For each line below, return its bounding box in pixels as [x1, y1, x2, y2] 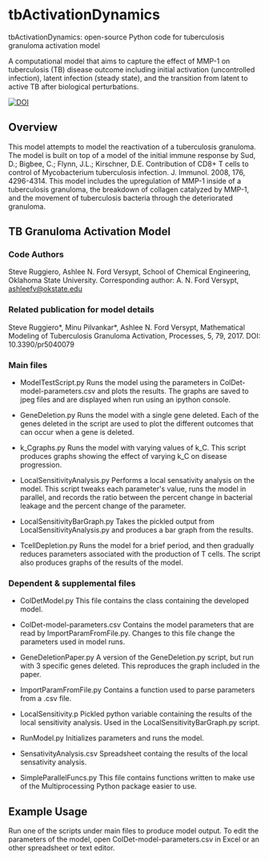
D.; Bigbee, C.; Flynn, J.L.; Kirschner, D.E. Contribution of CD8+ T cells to [8, 159, 250, 168]
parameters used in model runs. [19, 637, 126, 647]
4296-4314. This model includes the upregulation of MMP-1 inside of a [8, 176, 242, 185]
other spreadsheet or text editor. [8, 843, 115, 853]
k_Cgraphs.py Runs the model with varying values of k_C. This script [19, 443, 247, 452]
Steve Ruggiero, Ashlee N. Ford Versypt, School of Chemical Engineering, [8, 267, 251, 277]
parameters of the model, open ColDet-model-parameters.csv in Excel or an [8, 834, 260, 844]
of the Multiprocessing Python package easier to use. [19, 781, 198, 791]
